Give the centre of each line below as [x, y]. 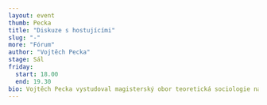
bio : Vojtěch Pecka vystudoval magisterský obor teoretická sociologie [129, 89]
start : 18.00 [37, 74]
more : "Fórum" [32, 45]
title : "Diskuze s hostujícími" [62, 30]
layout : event [32, 15]
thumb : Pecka [30, 23]
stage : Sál [26, 60]
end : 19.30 [33, 81]
